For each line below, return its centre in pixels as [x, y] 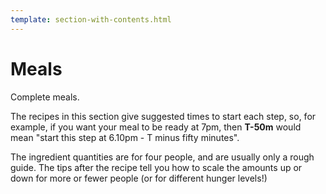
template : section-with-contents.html [91, 19]
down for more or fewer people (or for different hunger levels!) [139, 178]
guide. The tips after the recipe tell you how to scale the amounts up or [156, 167]
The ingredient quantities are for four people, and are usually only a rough [162, 157]
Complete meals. [45, 97]
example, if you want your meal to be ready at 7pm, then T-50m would [156, 127]
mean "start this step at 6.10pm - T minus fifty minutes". [125, 137]
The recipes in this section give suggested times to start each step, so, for [163, 116]
